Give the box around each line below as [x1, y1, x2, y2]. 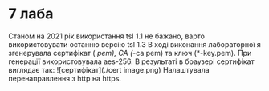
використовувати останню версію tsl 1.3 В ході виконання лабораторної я [8, 39, 261, 49]
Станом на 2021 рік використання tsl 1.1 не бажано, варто [8, 31, 205, 41]
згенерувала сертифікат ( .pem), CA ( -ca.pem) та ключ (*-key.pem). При [8, 48, 252, 57]
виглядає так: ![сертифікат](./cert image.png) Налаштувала [8, 65, 210, 74]
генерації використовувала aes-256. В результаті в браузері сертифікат [8, 57, 255, 66]
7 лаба [8, 5, 54, 23]
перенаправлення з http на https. [8, 73, 122, 83]
